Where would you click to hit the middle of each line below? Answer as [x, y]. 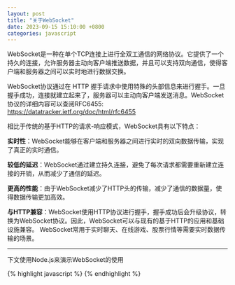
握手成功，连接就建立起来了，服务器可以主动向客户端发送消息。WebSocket [116, 95]
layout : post [26, 14]
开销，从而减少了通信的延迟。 [62, 174]
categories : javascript [42, 33]
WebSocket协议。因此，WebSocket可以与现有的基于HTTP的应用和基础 [122, 221]
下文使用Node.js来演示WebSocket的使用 [65, 260]
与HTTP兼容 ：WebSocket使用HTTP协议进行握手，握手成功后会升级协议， [114, 212]
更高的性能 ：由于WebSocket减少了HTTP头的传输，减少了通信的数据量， [112, 188]
